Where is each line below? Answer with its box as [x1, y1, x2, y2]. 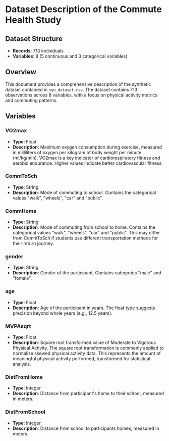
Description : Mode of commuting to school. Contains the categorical [12, 189, 156, 195]
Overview [5, 68, 37, 76]
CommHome [5, 207, 37, 214]
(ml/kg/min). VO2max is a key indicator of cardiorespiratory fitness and [12, 155, 160, 161]
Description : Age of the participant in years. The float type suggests [12, 305, 155, 311]
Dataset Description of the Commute [5, 4, 162, 15]
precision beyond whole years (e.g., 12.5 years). [12, 310, 112, 316]
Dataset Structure [5, 34, 63, 43]
